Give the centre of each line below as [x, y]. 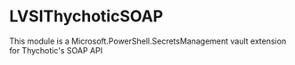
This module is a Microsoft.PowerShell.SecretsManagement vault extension [148, 41]
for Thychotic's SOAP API [56, 50]
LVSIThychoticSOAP [86, 16]
